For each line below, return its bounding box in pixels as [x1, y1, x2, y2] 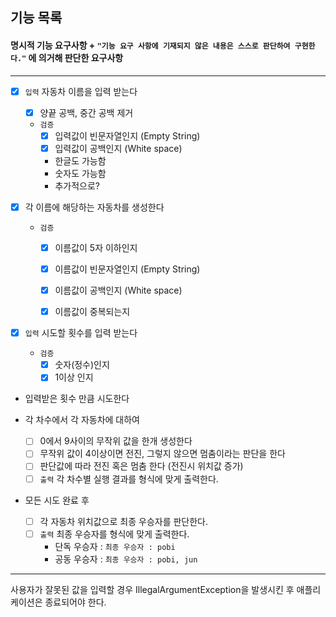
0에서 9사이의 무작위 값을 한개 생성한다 [39, 435, 193, 447]
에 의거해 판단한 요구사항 [28, 51, 124, 63]
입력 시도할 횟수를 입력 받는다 [24, 327, 138, 339]
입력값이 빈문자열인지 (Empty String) [54, 129, 201, 142]
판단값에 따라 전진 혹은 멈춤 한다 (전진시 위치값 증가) [39, 460, 244, 472]
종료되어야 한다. [44, 596, 107, 608]
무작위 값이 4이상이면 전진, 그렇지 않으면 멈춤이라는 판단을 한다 [39, 448, 286, 460]
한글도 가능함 [54, 154, 107, 167]
